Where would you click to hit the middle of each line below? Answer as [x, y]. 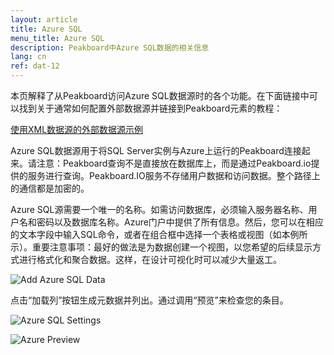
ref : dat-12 [35, 66]
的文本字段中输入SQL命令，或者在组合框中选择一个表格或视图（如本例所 [159, 234]
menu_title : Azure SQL [57, 38]
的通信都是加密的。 [50, 188]
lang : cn [28, 57]
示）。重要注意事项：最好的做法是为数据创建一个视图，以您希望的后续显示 [161, 247]
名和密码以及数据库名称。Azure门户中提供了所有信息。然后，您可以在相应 [171, 222]
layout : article [44, 19]
